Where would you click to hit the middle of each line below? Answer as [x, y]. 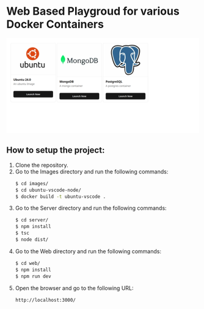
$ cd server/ [32, 220]
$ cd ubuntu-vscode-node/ [48, 190]
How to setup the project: [56, 151]
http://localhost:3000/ [46, 300]
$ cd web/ [28, 263]
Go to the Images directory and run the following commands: [92, 171]
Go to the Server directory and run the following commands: [91, 208]
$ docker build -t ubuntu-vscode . [60, 196]
